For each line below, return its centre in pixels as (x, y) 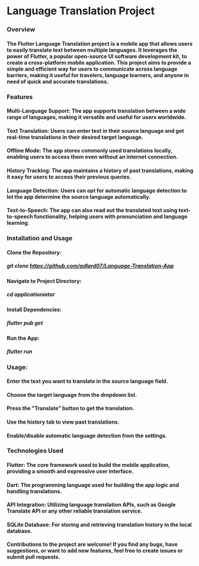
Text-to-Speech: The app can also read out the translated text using (92, 210)
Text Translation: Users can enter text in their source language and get (95, 131)
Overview (21, 30)
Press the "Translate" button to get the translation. (71, 408)
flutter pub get (25, 323)
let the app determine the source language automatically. (79, 196)
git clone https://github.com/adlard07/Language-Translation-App (90, 266)
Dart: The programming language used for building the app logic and (93, 485)
